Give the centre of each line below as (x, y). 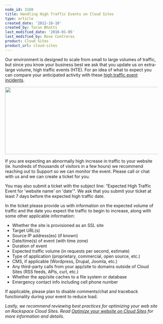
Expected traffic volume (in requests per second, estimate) (71, 251)
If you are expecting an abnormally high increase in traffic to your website (79, 161)
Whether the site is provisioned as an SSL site (58, 225)
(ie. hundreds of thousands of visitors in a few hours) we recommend (74, 166)
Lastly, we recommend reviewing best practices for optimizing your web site (81, 306)
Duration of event (29, 246)
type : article (19, 18)
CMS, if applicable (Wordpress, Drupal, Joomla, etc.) (65, 261)
